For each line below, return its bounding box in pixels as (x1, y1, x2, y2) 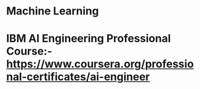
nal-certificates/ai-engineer (6, 70, 151, 84)
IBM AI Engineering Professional (6, 32, 171, 46)
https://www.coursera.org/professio (6, 57, 194, 71)
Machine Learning (6, 4, 99, 18)
